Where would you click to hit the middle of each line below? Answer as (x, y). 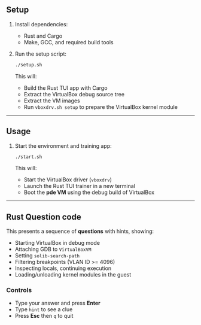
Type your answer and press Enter (57, 303)
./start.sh (28, 157)
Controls (19, 290)
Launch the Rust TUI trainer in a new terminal (80, 186)
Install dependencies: (41, 24)
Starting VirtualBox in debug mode (57, 243)
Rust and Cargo (43, 36)
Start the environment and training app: (63, 145)
